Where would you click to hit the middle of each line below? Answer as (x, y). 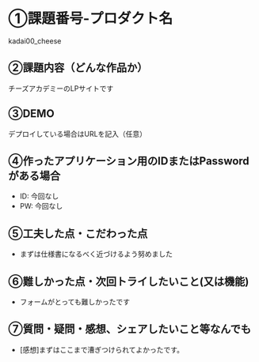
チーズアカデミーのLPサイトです (61, 88)
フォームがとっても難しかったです (75, 302)
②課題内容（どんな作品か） (78, 68)
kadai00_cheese (35, 41)
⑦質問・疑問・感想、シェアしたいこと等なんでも (130, 329)
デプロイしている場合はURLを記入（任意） (77, 134)
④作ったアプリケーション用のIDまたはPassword (129, 161)
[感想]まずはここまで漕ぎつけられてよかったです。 (102, 349)
